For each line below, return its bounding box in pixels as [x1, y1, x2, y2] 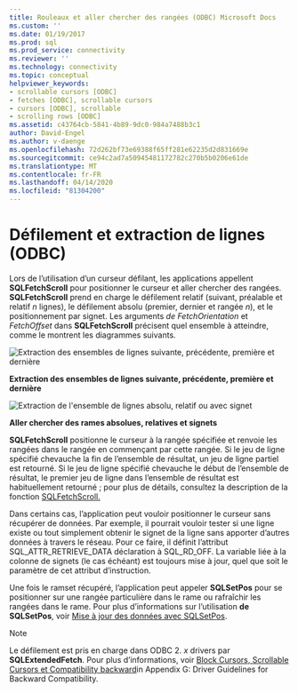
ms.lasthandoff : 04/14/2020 [9, 179, 114, 187]
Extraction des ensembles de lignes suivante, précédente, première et [9, 373, 274, 384]
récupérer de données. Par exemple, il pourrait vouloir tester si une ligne [9, 517, 275, 529]
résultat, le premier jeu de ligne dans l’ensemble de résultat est [9, 472, 239, 482]
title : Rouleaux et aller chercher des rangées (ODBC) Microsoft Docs [9, 12, 277, 22]
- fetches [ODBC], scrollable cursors [9, 95, 153, 105]
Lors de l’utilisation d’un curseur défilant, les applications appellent [9, 273, 254, 283]
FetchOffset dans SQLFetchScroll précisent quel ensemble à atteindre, [9, 320, 270, 331]
